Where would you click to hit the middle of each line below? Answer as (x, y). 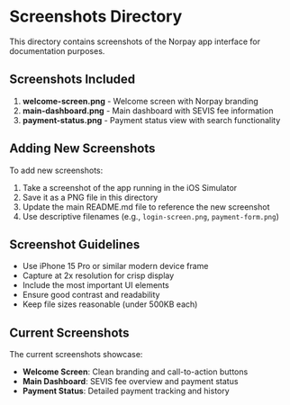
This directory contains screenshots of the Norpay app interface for (135, 41)
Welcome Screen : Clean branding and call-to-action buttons (135, 372)
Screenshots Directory (96, 17)
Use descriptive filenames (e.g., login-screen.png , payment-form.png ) (150, 216)
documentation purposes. (57, 50)
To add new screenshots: (56, 170)
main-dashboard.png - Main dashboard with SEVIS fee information (148, 111)
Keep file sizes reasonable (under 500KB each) (110, 304)
